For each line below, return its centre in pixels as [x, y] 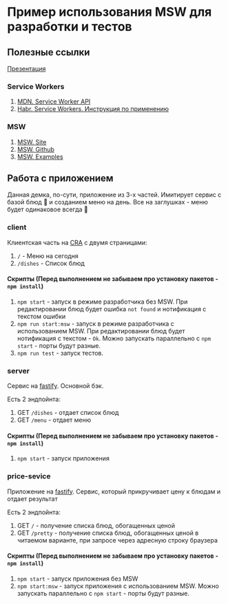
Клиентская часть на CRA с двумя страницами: [77, 242]
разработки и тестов [70, 27]
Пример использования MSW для [110, 12]
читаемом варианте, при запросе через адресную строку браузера [117, 540]
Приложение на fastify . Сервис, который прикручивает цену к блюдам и [114, 491]
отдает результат [32, 498]
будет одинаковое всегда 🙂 [48, 210]
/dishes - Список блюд [51, 263]
